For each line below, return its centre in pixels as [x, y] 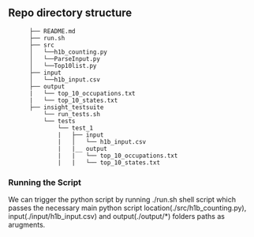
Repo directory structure [70, 13]
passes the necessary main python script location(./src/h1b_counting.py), [127, 208]
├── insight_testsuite [66, 107]
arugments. [27, 225]
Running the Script [45, 182]
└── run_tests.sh [72, 114]
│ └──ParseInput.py [65, 58]
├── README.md [52, 31]
